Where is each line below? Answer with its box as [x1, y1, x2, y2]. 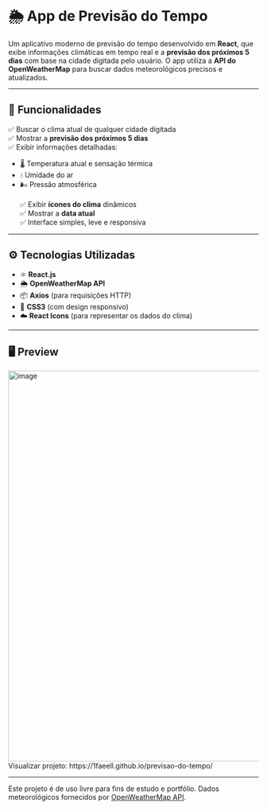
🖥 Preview [8, 345, 59, 359]
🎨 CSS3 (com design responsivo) [19, 302, 129, 311]
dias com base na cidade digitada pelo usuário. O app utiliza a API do [8, 56, 237, 65]
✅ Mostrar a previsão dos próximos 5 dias [8, 133, 149, 142]
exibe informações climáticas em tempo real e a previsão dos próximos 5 [8, 47, 250, 56]
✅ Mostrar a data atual [19, 208, 95, 218]
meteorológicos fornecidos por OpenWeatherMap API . [8, 792, 187, 802]
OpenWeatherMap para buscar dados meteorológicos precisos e [8, 64, 223, 73]
